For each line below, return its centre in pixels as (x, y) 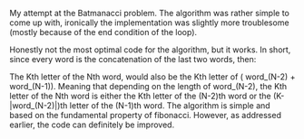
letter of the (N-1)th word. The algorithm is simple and (170, 106)
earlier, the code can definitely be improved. (92, 125)
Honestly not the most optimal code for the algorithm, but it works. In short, (150, 50)
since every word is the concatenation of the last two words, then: (133, 59)
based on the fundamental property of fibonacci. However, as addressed (145, 115)
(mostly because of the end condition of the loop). (103, 32)
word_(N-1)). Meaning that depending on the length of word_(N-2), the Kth (148, 86)
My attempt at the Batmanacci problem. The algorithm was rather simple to (150, 13)
